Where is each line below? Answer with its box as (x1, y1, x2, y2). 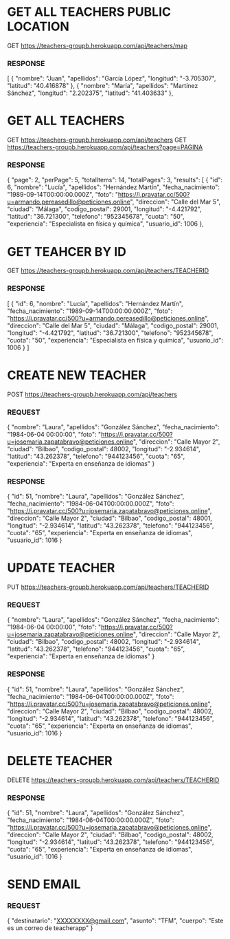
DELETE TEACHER (7, 753, 113, 768)
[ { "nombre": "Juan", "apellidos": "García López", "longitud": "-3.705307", (7, 74, 216, 83)
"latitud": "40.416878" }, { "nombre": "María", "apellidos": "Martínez (7, 82, 198, 90)
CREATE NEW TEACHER (7, 367, 146, 382)
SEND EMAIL (7, 876, 81, 892)
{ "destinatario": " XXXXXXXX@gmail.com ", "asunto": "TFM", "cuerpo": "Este (7, 916, 224, 925)
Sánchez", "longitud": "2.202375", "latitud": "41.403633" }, (7, 89, 174, 97)
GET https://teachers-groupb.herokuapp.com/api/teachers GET (7, 136, 187, 144)
